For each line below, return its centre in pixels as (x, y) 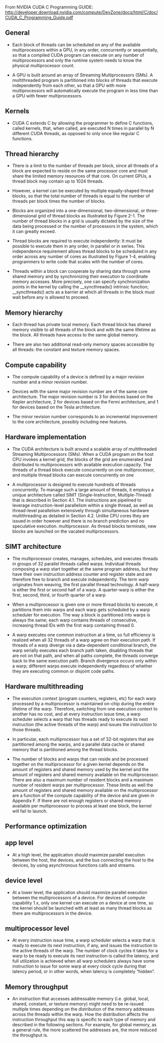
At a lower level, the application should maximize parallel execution (80, 892)
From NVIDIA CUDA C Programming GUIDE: (49, 7)
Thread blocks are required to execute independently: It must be (77, 241)
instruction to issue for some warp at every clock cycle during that (79, 966)
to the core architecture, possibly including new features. (70, 422)
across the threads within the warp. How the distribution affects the (80, 1014)
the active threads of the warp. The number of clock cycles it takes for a (85, 951)
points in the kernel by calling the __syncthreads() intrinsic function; (80, 287)
